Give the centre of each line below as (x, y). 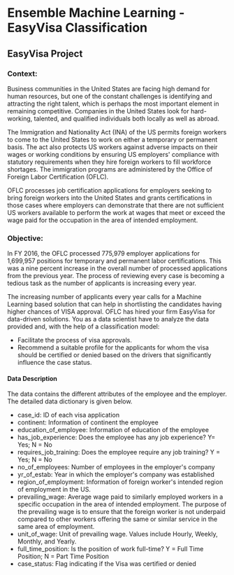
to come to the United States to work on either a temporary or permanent (112, 139)
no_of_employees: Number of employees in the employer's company (116, 467)
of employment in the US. (54, 490)
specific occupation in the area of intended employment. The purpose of (122, 504)
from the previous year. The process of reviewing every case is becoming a (116, 276)
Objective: (25, 238)
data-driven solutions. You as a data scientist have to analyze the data (108, 319)
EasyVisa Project (45, 54)
